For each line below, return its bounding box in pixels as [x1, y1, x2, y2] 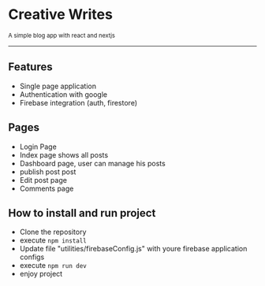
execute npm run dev [19, 261, 87, 270]
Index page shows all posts [19, 150, 109, 159]
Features [8, 61, 53, 74]
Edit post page [19, 175, 67, 184]
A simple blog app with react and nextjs [8, 32, 116, 39]
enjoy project [19, 269, 63, 279]
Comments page [19, 184, 74, 193]
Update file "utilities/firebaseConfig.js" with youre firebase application [19, 244, 248, 254]
